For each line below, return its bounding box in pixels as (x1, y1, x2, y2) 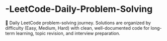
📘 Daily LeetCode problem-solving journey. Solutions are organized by (5, 20, 151, 26)
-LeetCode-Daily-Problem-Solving (5, 3, 153, 15)
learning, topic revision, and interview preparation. (16, 30, 121, 36)
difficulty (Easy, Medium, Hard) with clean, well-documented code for (5, 25, 150, 31)
